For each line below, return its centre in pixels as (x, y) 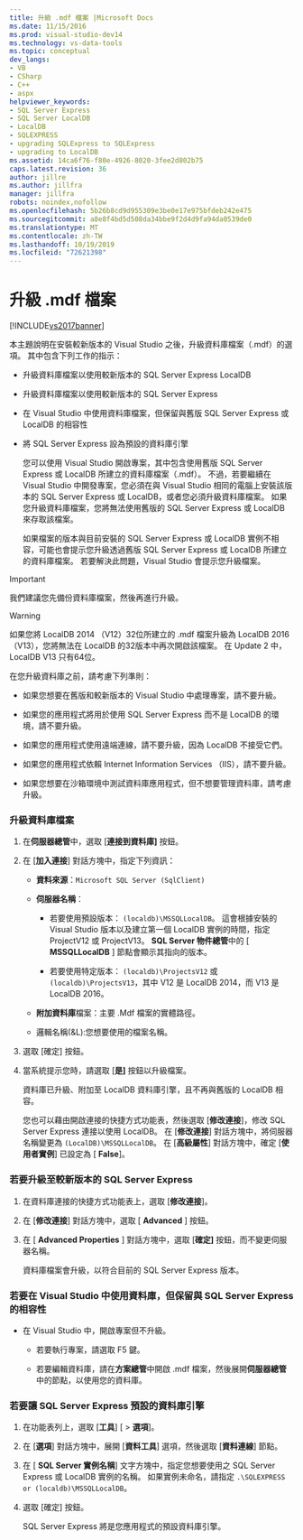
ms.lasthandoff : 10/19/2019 (62, 245)
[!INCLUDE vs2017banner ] (57, 326)
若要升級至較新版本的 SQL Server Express (101, 1180)
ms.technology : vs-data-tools (66, 43)
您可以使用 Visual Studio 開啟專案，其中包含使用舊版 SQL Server (142, 463)
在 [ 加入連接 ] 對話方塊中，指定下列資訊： (99, 861)
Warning (25, 616)
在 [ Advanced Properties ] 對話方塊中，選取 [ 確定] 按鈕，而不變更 (147, 1239)
